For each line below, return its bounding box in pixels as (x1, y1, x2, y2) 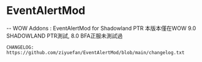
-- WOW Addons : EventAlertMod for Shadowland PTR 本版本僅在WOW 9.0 (6, 24, 196, 32)
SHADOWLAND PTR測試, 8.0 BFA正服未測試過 (6, 32, 123, 40)
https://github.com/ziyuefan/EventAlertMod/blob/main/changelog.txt (6, 49, 185, 55)
